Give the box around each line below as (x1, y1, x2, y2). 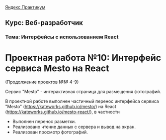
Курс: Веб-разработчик (5, 18, 83, 27)
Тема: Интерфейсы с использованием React (5, 33, 119, 40)
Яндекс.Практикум (5, 4, 46, 10)
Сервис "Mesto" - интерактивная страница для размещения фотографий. (5, 89, 162, 95)
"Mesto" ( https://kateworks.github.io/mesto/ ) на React (5, 104, 117, 110)
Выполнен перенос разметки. (12, 119, 76, 125)
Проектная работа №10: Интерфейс (5, 52, 162, 63)
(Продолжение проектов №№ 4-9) (5, 79, 79, 85)
